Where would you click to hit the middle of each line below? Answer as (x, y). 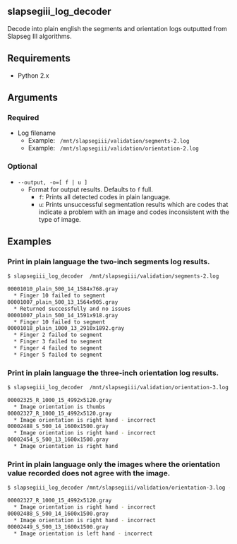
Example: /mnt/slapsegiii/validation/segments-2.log (109, 141)
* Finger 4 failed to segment (58, 348)
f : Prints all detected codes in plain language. (104, 196)
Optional (22, 167)
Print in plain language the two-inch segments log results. (109, 261)
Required (23, 117)
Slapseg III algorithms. (39, 36)
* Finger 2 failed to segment (58, 335)
